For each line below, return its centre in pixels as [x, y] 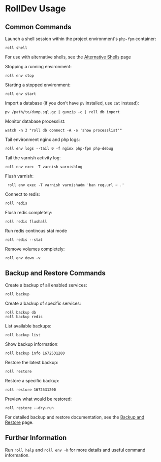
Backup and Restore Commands [55, 273]
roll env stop [20, 76]
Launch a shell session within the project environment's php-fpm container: [80, 39]
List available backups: [28, 326]
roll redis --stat [24, 240]
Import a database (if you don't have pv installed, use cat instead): [72, 103]
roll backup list [23, 335]
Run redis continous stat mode [36, 231]
